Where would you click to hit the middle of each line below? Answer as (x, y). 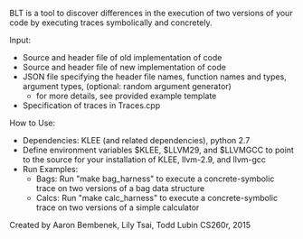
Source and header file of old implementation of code (122, 57)
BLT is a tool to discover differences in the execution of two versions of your (151, 13)
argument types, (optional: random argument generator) (127, 86)
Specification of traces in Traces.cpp (91, 106)
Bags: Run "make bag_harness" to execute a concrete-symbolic (155, 179)
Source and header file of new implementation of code (124, 67)
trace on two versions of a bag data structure (120, 188)
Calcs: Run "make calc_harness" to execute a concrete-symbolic (157, 198)
